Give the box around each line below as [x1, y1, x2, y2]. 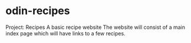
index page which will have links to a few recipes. [5, 29, 126, 37]
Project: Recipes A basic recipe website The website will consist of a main [5, 24, 185, 31]
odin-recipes [5, 4, 70, 18]
